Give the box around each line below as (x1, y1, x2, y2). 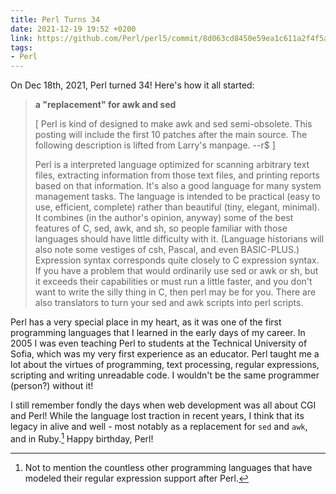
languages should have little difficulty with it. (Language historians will (34, 233, 325, 245)
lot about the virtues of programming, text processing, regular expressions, (10, 359, 320, 371)
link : (10, 33, 33, 43)
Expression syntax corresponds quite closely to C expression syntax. (34, 254, 320, 266)
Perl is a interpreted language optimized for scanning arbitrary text (34, 159, 310, 171)
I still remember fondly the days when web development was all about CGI (10, 399, 317, 411)
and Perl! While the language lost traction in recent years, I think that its (10, 410, 305, 422)
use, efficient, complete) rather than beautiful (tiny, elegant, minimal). (34, 201, 320, 213)
